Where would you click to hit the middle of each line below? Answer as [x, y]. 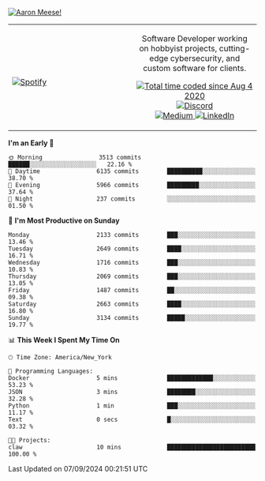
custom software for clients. [195, 68]
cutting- [235, 49]
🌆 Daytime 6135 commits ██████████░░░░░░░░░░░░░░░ [132, 171]
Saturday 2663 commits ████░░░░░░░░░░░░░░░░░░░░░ [132, 304]
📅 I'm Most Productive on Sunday [64, 220]
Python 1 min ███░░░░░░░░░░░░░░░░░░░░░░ [132, 406]
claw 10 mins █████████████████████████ [132, 447]
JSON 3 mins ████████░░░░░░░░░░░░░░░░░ [132, 392]
